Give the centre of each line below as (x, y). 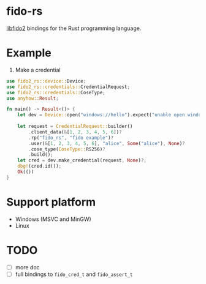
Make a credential (38, 70)
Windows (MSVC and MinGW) (53, 219)
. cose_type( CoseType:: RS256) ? (67, 149)
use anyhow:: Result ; (33, 98)
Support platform (51, 202)
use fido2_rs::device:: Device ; (46, 81)
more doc (27, 267)
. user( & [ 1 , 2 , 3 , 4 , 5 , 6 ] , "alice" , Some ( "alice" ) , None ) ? (107, 143)
